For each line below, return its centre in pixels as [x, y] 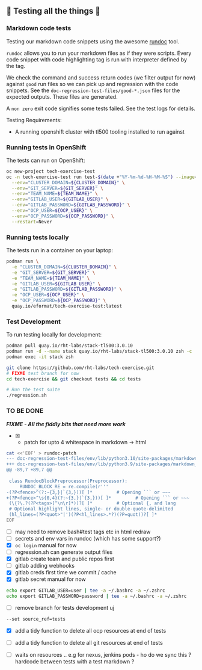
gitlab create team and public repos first [64, 559]
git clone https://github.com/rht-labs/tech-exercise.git [80, 368]
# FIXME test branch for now [43, 373]
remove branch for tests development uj [64, 608]
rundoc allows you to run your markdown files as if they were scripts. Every [99, 53]
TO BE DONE [25, 411]
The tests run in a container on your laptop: [60, 250]
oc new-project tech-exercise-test [51, 171]
